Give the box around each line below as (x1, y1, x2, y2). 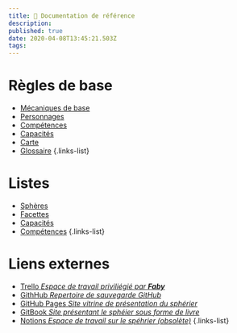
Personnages (19, 112, 64, 122)
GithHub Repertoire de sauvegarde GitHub (19, 289, 161, 299)
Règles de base (8, 77, 113, 95)
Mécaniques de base (19, 103, 90, 113)
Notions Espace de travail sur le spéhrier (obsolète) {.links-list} (19, 315, 230, 325)
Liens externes (8, 255, 110, 273)
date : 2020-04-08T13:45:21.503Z (8, 34, 117, 43)
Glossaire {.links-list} (19, 146, 90, 156)
